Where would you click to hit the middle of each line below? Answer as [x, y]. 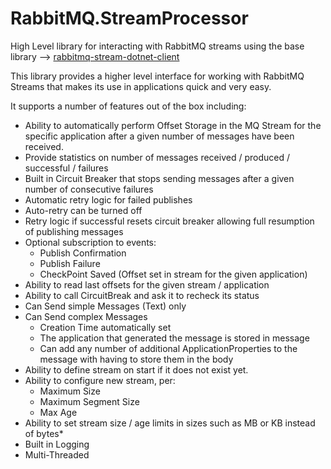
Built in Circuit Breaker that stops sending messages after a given [159, 178]
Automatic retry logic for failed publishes [108, 199]
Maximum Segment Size [89, 401]
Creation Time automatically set [105, 327]
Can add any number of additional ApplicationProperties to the [168, 348]
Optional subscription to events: [90, 242]
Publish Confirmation [83, 253]
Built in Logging [57, 444]
